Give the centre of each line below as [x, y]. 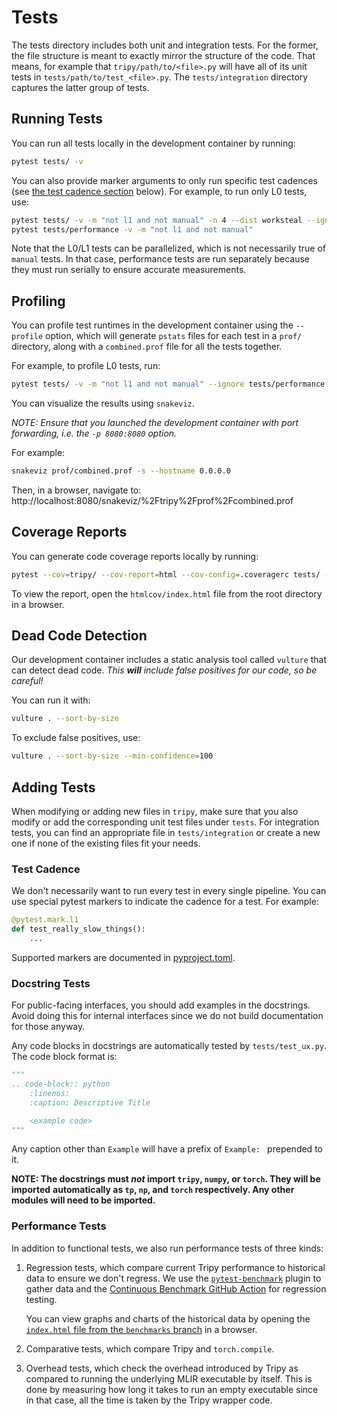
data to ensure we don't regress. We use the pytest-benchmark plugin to [173, 1278]
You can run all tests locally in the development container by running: [153, 143]
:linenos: [50, 1093]
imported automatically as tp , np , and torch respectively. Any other [153, 1190]
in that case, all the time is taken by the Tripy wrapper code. [149, 1400]
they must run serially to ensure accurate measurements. [129, 270]
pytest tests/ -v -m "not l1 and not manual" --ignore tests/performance [168, 384]
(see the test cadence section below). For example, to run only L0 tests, [159, 191]
